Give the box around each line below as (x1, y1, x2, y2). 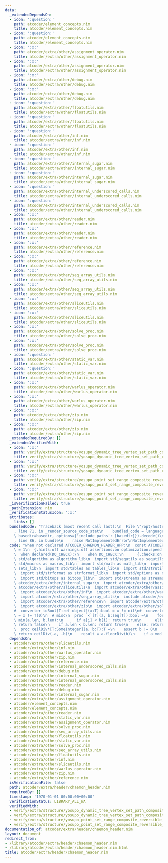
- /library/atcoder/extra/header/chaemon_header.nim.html (5, 845, 128, 850)
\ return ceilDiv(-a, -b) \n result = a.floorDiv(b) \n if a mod (14, 632, 162, 637)
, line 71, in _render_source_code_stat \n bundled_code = (14, 529, 144, 534)
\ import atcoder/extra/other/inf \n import (14, 590, 111, 595)
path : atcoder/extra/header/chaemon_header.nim (9, 785, 111, 790)
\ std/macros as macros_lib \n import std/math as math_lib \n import (14, 561, 164, 566)
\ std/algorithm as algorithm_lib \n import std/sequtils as (14, 557, 144, 562)
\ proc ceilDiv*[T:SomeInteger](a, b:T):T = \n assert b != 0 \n (14, 627, 157, 632)
